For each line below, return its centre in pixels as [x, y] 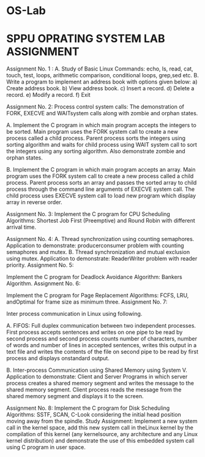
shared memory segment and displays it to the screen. [75, 396]
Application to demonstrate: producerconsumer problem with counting [95, 245]
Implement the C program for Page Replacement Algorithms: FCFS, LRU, [98, 296]
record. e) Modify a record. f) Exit [48, 95]
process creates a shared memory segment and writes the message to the [100, 383]
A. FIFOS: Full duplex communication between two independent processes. [101, 326]
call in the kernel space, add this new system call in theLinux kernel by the [100, 428]
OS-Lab [26, 11]
